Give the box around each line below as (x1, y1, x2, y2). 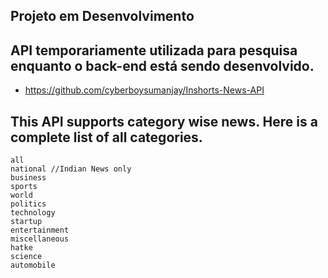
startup (10, 217, 43, 227)
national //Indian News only (10, 164, 132, 174)
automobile (10, 260, 56, 271)
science (10, 252, 43, 262)
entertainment (10, 225, 70, 236)
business (10, 173, 47, 183)
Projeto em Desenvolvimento (10, 8, 195, 25)
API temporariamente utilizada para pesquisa (10, 42, 298, 59)
